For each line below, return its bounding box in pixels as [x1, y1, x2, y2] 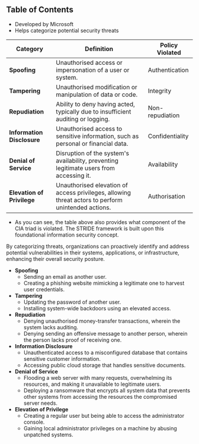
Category [15, 45, 43, 53]
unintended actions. [56, 203, 111, 212]
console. [23, 418, 45, 426]
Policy [159, 41, 178, 49]
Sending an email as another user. [23, 273, 107, 280]
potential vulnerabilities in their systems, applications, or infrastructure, [6, 249, 179, 256]
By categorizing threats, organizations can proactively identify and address [6, 243, 190, 250]
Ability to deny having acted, [56, 100, 135, 108]
